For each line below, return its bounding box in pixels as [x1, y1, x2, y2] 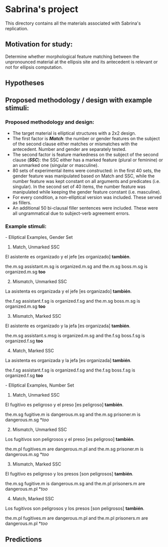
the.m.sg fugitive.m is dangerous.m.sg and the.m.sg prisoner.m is [5, 411, 141, 418]
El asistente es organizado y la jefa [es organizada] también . [5, 323, 130, 329]
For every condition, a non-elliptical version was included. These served [12, 194, 162, 200]
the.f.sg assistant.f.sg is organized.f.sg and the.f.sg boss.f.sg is [5, 367, 135, 373]
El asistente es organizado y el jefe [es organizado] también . [5, 254, 131, 260]
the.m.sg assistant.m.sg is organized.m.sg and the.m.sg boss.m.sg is [5, 263, 148, 269]
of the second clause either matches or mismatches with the [12, 141, 138, 147]
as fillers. [12, 200, 32, 206]
